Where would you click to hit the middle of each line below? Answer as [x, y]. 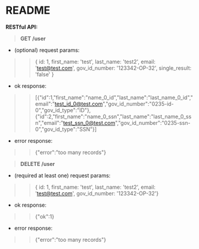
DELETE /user [38, 164]
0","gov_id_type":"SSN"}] [66, 129]
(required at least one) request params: [62, 175]
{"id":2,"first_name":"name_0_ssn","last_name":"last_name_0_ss [113, 116]
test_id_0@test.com [79, 104]
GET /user [33, 38]
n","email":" [49, 122]
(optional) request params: [47, 50]
